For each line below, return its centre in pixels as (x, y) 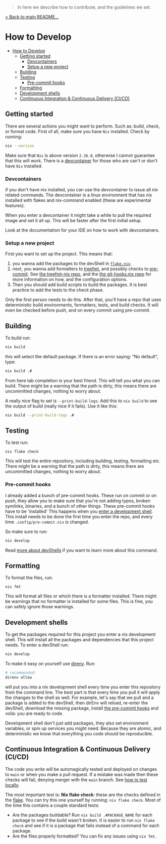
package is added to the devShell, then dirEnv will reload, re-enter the (77, 703)
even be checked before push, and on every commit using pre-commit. (78, 310)
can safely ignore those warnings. (40, 607)
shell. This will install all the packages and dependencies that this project (80, 640)
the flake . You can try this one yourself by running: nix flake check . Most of (83, 800)
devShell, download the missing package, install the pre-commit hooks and (82, 708)
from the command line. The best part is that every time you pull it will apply (83, 692)
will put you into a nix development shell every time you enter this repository (83, 687)
